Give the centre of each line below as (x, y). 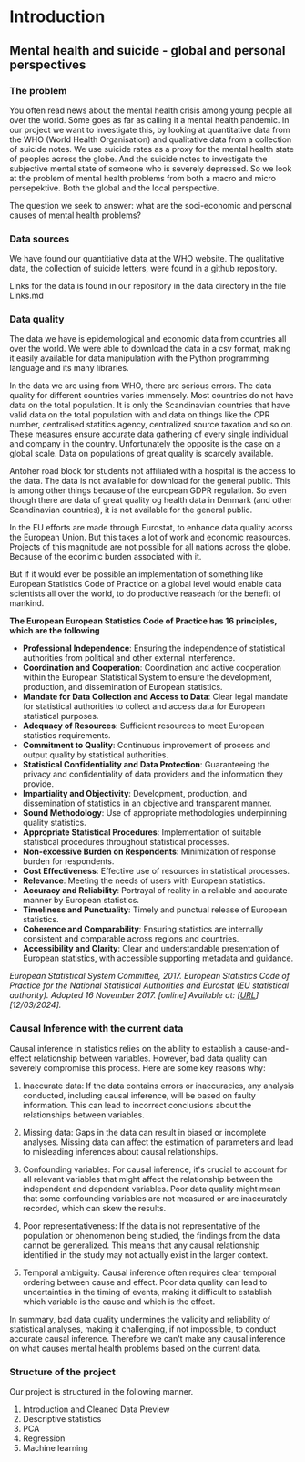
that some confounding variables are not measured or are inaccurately (155, 1198)
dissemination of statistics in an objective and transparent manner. (147, 803)
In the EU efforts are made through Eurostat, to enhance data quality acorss (151, 528)
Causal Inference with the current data (97, 1029)
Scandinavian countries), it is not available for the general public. (131, 510)
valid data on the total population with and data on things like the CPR (140, 415)
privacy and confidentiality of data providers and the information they (153, 774)
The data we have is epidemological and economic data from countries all (148, 339)
